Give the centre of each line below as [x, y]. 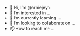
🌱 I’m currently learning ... [35, 18]
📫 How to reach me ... [32, 28]
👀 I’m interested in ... [30, 13]
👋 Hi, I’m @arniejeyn [30, 8]
